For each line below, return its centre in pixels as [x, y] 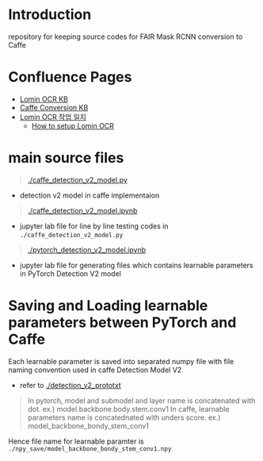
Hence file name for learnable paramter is [76, 441]
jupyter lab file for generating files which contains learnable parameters [136, 265]
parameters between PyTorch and [122, 322]
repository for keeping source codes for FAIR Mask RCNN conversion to [126, 36]
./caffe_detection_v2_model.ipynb [82, 210]
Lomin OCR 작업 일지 [53, 117]
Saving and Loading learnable [108, 305]
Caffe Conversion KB [54, 107]
